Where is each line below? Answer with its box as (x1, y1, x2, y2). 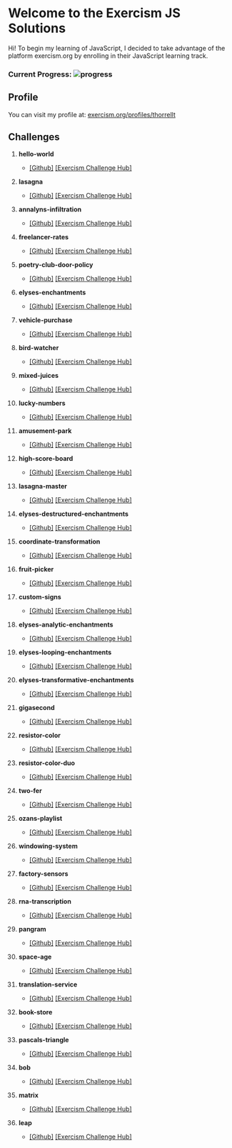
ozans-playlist (18, 814, 63, 823)
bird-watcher (18, 344, 59, 352)
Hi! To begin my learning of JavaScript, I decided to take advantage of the (8, 44, 226, 52)
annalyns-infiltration (18, 205, 81, 214)
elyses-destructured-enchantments (18, 509, 129, 519)
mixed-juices (18, 371, 59, 380)
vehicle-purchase (18, 316, 73, 324)
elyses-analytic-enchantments (18, 620, 114, 629)
